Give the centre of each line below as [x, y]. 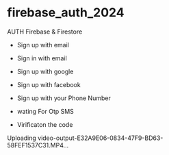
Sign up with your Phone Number [64, 98]
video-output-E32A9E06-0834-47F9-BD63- [100, 138]
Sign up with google [45, 71]
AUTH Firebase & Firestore [45, 32]
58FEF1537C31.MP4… [38, 145]
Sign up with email [43, 45]
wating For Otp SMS [45, 111]
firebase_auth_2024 [66, 13]
